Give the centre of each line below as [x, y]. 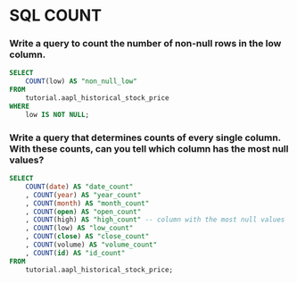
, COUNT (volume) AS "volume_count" [91, 245]
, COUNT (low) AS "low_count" [79, 229]
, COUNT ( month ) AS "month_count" [87, 203]
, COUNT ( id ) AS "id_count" [75, 253]
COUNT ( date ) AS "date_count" [79, 187]
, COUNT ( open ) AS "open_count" [83, 212]
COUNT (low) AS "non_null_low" [82, 81]
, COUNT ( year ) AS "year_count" [83, 195]
